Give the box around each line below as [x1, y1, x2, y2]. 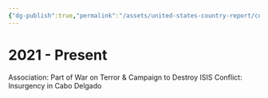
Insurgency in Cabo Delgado [8, 80, 102, 90]
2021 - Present [8, 45, 108, 64]
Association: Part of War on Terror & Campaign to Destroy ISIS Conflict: [8, 73, 242, 82]
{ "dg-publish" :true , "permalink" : [8, 11, 120, 20]
